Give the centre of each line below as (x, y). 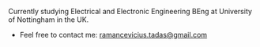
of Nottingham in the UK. (49, 20)
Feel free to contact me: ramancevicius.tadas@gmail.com (113, 35)
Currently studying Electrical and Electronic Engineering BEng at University (130, 11)
